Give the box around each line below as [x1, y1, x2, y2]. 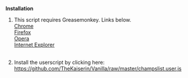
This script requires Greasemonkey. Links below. [13, 16, 131, 23]
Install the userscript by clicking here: [13, 59, 105, 66]
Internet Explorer [13, 41, 55, 48]
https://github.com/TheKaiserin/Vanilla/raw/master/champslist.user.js [13, 65, 182, 72]
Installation [5, 5, 33, 12]
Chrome [13, 23, 34, 29]
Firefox [13, 29, 32, 36]
